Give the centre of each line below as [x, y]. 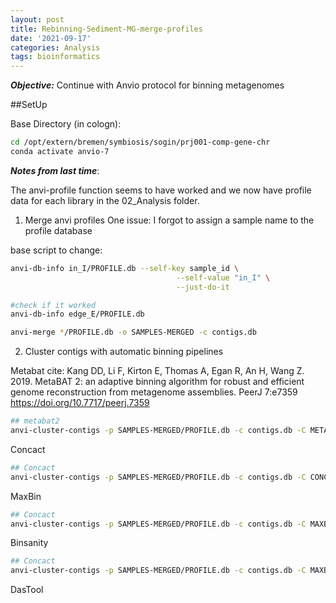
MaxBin [26, 496]
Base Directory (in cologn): [66, 124]
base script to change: [56, 250]
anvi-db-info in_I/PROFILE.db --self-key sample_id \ [125, 268]
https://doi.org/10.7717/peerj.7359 [80, 403]
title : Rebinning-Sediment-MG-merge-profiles [106, 29]
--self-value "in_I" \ [223, 277]
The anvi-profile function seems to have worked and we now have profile [161, 190]
